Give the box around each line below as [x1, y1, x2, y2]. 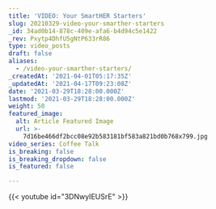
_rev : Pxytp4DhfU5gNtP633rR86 [8, 34, 111, 43]
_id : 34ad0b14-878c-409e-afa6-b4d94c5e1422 [8, 27, 158, 35]
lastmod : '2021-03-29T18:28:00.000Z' [8, 95, 136, 103]
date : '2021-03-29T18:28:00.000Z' [8, 87, 125, 96]
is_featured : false [8, 163, 74, 171]
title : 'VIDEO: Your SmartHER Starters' [8, 11, 147, 20]
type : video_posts [8, 42, 70, 50]
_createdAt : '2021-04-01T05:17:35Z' [8, 72, 132, 80]
